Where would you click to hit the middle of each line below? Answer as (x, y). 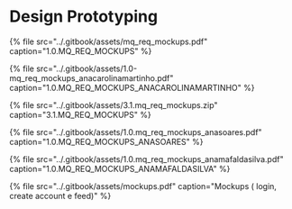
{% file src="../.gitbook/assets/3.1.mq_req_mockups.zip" (114, 104)
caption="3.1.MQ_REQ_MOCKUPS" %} (80, 114)
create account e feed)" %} (60, 195)
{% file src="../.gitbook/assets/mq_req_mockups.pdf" (109, 41)
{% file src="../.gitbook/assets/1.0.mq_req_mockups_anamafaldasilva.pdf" (146, 159)
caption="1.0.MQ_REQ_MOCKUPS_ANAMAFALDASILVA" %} (120, 168)
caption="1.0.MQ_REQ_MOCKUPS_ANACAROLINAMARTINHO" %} (132, 87)
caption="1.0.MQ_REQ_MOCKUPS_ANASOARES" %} (106, 141)
